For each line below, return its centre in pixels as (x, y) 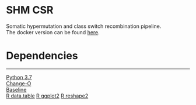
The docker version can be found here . (53, 32)
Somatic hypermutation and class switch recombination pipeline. (84, 26)
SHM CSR (30, 10)
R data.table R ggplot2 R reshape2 (47, 96)
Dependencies (42, 56)
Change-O (19, 83)
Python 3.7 (19, 77)
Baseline (16, 89)
